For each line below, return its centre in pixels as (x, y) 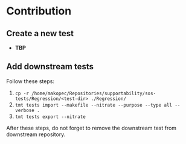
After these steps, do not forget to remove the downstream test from (91, 128)
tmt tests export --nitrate (50, 117)
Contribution (39, 11)
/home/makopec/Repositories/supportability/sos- (94, 93)
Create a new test (40, 33)
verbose (24, 110)
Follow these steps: (30, 81)
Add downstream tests (50, 67)
